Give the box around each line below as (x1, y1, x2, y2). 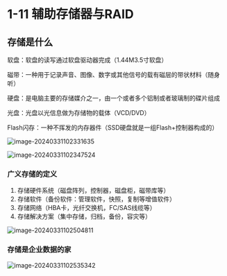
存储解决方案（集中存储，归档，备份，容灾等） (17, 212, 151, 221)
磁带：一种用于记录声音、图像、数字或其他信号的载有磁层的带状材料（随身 (7, 71, 220, 78)
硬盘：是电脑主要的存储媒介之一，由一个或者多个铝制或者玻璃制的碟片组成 (7, 94, 220, 102)
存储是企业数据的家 (7, 245, 72, 255)
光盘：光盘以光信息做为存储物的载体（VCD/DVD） (7, 109, 151, 117)
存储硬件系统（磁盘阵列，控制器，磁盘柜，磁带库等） (17, 187, 170, 195)
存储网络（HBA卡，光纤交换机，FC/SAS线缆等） (17, 204, 156, 212)
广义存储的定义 (7, 169, 58, 179)
